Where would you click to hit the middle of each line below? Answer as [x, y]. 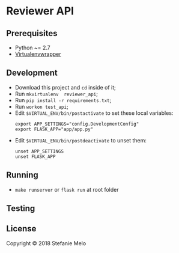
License [21, 229]
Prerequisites [32, 33]
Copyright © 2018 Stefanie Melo [46, 243]
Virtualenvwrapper [38, 54]
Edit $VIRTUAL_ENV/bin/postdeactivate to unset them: [81, 140]
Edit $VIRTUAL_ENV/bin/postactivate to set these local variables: [94, 113]
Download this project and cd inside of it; [65, 87]
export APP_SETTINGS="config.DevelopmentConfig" [77, 124]
